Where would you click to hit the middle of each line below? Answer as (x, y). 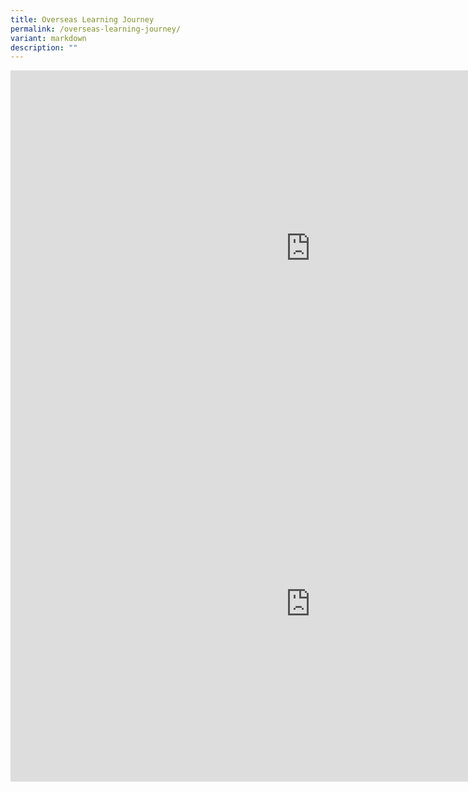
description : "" (44, 47)
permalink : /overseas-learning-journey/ (96, 29)
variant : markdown (48, 38)
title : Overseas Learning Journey (82, 19)
